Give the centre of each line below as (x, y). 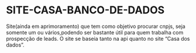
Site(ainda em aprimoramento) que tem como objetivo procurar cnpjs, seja (96, 26)
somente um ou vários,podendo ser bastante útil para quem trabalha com (95, 32)
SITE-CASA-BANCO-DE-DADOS (85, 10)
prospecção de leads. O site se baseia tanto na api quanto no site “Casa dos (98, 38)
